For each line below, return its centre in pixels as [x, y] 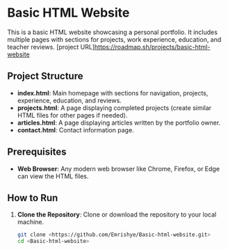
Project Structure [45, 76]
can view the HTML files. [53, 176]
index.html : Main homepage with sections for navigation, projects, [113, 93]
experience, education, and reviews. [69, 100]
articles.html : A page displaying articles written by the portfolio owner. [119, 123]
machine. [31, 222]
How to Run [33, 197]
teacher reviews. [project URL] [51, 47]
